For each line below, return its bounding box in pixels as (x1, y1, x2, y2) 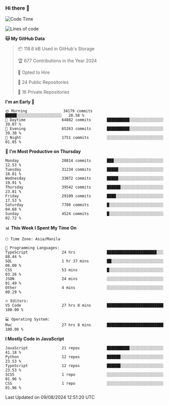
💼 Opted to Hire (17, 69, 50, 75)
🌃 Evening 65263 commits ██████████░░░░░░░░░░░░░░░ (5, 126, 164, 131)
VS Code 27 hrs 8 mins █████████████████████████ (5, 303, 164, 308)
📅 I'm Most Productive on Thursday (5, 149, 81, 155)
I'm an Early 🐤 (5, 99, 35, 105)
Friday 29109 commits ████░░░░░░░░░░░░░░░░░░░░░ (5, 194, 164, 199)
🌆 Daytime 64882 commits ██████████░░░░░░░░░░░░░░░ (5, 117, 164, 123)
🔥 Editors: (5, 298, 29, 304)
